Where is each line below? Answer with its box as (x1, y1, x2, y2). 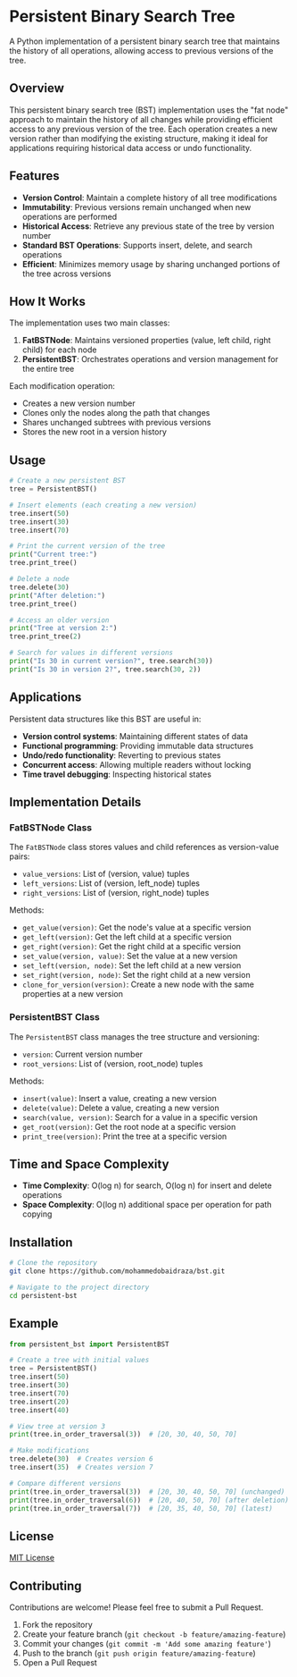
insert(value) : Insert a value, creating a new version (21, 1092, 217, 1103)
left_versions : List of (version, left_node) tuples (21, 878, 201, 889)
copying (21, 1209, 53, 1219)
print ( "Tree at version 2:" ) (9, 624, 118, 633)
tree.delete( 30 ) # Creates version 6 (9, 1454, 153, 1463)
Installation (9, 1235, 73, 1250)
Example (9, 1316, 59, 1331)
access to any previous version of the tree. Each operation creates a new (9, 123, 278, 134)
